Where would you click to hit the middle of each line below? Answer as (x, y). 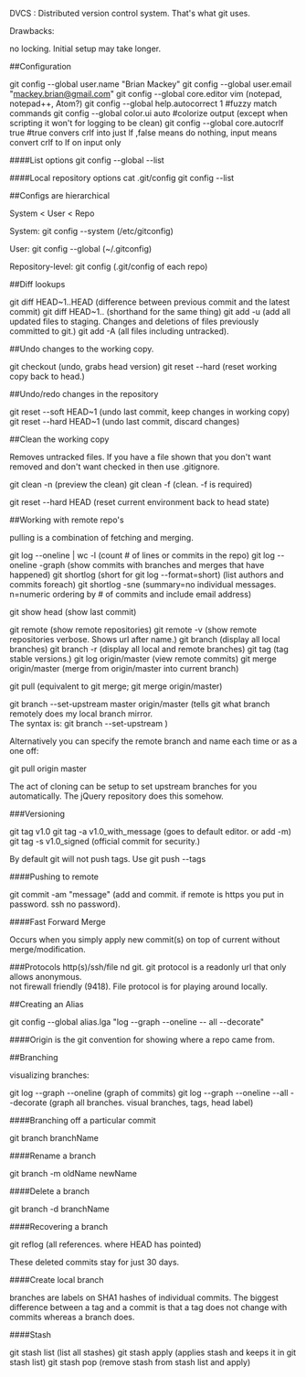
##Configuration (40, 66)
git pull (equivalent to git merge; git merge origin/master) (116, 686)
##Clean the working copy (59, 439)
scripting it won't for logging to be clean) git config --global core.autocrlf (147, 123)
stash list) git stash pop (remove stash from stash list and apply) (130, 1362)
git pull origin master (48, 769)
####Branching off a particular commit (83, 1120)
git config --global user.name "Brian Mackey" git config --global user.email (151, 84)
